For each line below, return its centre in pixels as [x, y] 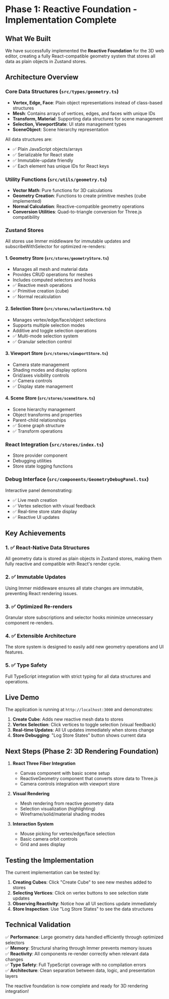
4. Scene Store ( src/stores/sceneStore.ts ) [50, 398]
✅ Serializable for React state [43, 154]
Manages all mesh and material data [50, 269]
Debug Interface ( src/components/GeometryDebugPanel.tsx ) [77, 479]
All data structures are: [29, 139]
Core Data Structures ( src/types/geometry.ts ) [62, 92]
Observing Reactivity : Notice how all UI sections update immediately [85, 903]
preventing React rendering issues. [42, 593]
